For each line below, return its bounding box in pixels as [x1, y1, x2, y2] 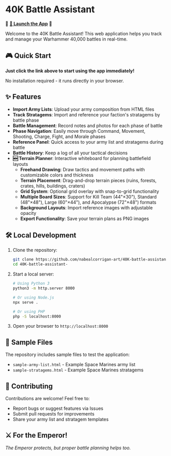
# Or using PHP [12, 309, 45, 314]
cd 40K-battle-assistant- [12, 262, 68, 267]
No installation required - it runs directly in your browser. [5, 77, 124, 84]
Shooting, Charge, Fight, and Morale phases [12, 133, 106, 140]
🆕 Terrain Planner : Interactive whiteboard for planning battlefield [12, 155, 151, 161]
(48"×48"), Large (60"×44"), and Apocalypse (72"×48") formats [20, 199, 157, 205]
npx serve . [12, 300, 38, 305]
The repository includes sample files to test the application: [5, 351, 130, 358]
